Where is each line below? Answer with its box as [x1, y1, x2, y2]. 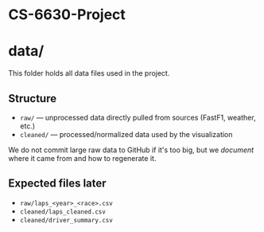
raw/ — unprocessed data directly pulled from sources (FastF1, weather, [19, 112, 256, 122]
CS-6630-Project [8, 6, 126, 24]
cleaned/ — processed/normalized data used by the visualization [19, 129, 233, 139]
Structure [8, 92, 57, 105]
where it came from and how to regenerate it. [8, 153, 157, 163]
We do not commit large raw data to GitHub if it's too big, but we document [8, 145, 254, 155]
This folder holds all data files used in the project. [8, 69, 170, 78]
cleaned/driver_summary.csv [19, 216, 113, 224]
